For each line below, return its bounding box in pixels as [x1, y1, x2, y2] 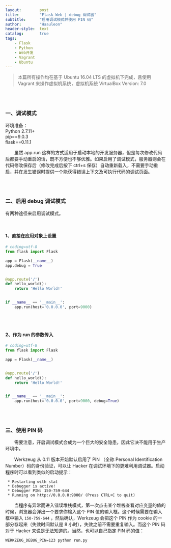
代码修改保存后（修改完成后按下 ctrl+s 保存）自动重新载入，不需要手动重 [5, 162, 158, 168]
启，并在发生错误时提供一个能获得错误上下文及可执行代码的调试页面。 [5, 169, 153, 175]
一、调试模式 [5, 110, 37, 117]
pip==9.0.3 [5, 133, 28, 140]
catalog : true [5, 31, 49, 36]
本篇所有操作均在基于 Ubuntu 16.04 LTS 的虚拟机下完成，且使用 [17, 74, 151, 80]
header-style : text [5, 26, 49, 32]
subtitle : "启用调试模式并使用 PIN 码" [5, 17, 94, 22]
